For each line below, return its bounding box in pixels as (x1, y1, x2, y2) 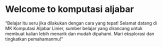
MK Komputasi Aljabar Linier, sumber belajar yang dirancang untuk (5, 25, 143, 31)
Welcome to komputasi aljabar (5, 3, 134, 15)
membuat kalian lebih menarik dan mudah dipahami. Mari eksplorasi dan (5, 30, 154, 36)
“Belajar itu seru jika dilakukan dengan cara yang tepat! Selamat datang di (5, 20, 157, 26)
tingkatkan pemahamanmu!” (5, 36, 63, 42)
